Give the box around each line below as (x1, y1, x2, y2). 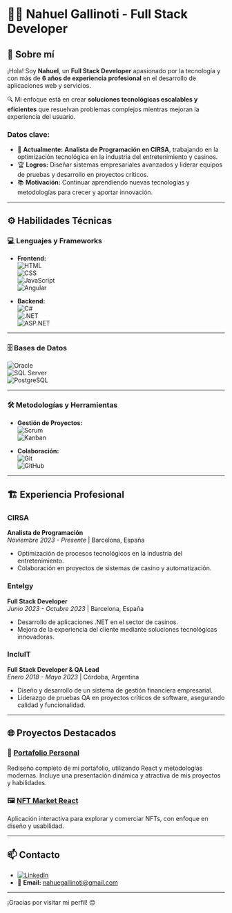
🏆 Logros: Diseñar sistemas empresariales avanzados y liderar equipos (17, 160, 223, 169)
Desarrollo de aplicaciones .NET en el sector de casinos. (17, 618, 178, 626)
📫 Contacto (7, 849, 60, 861)
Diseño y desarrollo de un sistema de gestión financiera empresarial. (17, 686, 213, 694)
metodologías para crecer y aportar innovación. (17, 188, 153, 196)
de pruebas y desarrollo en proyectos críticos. (17, 171, 149, 179)
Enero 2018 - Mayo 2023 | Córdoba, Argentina (7, 672, 139, 681)
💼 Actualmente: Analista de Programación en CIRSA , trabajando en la (17, 145, 219, 154)
